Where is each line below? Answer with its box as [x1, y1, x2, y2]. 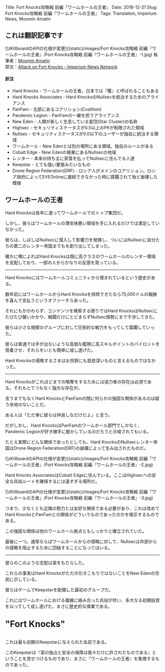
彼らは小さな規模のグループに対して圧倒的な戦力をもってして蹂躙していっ [5, 324, 155, 330]
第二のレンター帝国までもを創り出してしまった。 [13, 243, 113, 249]
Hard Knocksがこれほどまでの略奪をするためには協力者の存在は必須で [5, 379, 147, 384]
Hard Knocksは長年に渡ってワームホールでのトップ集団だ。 [5, 209, 126, 215]
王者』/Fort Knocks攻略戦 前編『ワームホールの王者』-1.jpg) [30, 51, 153, 58]
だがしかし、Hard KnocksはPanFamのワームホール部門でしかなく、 [5, 422, 142, 428]
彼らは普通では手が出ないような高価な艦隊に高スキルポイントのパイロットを [5, 341, 160, 347]
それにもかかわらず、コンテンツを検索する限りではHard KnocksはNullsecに [5, 308, 158, 314]
